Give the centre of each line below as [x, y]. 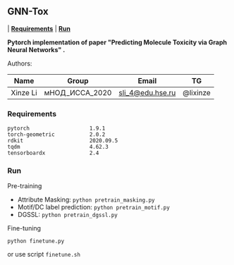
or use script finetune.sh [44, 254]
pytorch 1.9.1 [56, 129]
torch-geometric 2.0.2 [56, 135]
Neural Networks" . [36, 49]
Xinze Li [24, 92]
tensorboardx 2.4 [53, 153]
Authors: [20, 63]
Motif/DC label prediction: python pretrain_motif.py [94, 207]
